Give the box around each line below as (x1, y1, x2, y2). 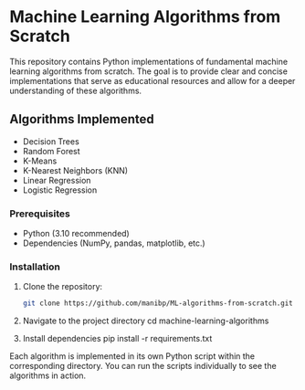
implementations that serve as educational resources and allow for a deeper (9, 75, 296, 86)
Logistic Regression (22, 184, 98, 195)
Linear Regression (22, 174, 91, 185)
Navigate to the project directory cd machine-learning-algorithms (22, 315, 269, 326)
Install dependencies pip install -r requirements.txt (22, 333, 213, 344)
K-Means (22, 155, 58, 166)
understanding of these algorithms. (9, 85, 142, 96)
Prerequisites (9, 207, 70, 220)
